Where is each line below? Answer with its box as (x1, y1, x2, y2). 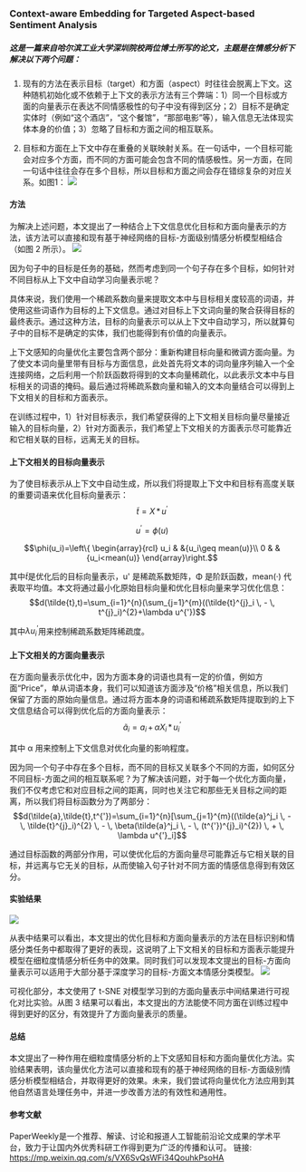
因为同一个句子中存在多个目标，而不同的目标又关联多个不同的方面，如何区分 (9, 761, 295, 772)
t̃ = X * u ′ (136, 504, 168, 517)
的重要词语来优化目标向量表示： (9, 489, 129, 500)
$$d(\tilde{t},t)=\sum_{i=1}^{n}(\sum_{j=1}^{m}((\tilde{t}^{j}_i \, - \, (28, 596, 276, 607)
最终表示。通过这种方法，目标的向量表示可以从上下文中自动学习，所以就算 (9, 316, 287, 327)
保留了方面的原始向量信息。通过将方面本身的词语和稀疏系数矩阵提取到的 (9, 694, 279, 705)
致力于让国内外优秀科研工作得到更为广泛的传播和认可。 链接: (24, 1142, 252, 1153)
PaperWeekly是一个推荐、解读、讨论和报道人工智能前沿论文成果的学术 (9, 1131, 273, 1142)
